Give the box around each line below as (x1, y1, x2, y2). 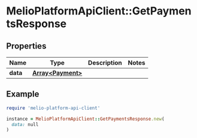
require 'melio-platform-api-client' (6, 105, 101, 111)
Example (6, 89, 40, 100)
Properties (6, 41, 47, 51)
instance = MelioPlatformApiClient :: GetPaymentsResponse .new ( (6, 116, 165, 122)
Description (87, 59, 123, 67)
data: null (11, 121, 39, 127)
